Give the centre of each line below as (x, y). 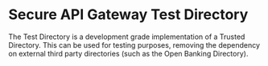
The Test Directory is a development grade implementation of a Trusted (127, 37)
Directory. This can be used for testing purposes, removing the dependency (134, 45)
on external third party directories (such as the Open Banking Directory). (128, 53)
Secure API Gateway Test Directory (128, 15)
